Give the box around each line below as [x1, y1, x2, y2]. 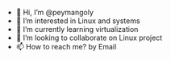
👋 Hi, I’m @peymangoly [15, 8, 94, 17]
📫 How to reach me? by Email [15, 42, 117, 51]
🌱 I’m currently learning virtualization [15, 25, 139, 33]
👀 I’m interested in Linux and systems [15, 16, 140, 26]
